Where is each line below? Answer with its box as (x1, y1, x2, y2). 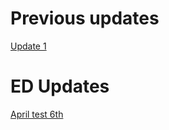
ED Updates (10, 75, 110, 98)
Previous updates (10, 7, 160, 30)
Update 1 (10, 40, 47, 52)
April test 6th (10, 108, 64, 120)
